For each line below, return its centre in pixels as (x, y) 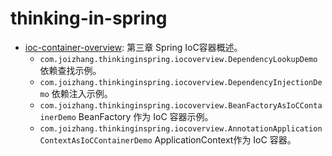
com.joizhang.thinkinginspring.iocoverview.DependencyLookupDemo (178, 59)
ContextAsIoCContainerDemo (96, 140)
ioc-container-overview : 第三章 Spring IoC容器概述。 (133, 47)
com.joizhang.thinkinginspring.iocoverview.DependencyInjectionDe (181, 82)
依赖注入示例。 (82, 93)
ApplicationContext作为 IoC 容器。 (225, 139)
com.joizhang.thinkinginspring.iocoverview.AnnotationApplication (181, 128)
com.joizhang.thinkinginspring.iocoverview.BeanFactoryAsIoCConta (181, 105)
